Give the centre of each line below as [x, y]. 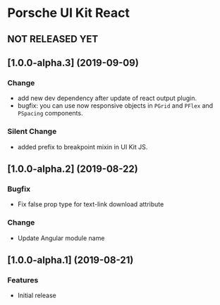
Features [23, 280]
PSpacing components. [50, 113]
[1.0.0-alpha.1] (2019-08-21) [71, 260]
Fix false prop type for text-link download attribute [91, 204]
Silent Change [32, 132]
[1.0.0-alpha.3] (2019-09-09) [73, 62]
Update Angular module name [61, 238]
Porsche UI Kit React [69, 13]
